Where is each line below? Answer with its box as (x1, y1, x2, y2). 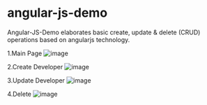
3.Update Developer (7, 76, 65, 85)
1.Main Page (7, 49, 43, 57)
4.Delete (7, 90, 32, 98)
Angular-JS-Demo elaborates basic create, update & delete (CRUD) (7, 28, 201, 36)
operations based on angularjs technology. (7, 35, 130, 43)
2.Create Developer (7, 62, 63, 71)
